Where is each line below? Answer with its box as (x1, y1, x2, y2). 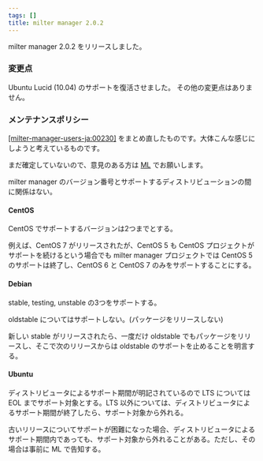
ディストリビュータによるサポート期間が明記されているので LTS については (8, 388, 250, 397)
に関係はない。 (8, 187, 57, 197)
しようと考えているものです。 (8, 144, 104, 153)
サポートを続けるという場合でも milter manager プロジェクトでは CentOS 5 (8, 250, 254, 260)
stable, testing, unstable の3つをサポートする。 (8, 298, 161, 307)
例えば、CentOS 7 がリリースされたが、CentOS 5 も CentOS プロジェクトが (8, 241, 254, 250)
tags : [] (8, 11, 37, 20)
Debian (8, 279, 32, 288)
